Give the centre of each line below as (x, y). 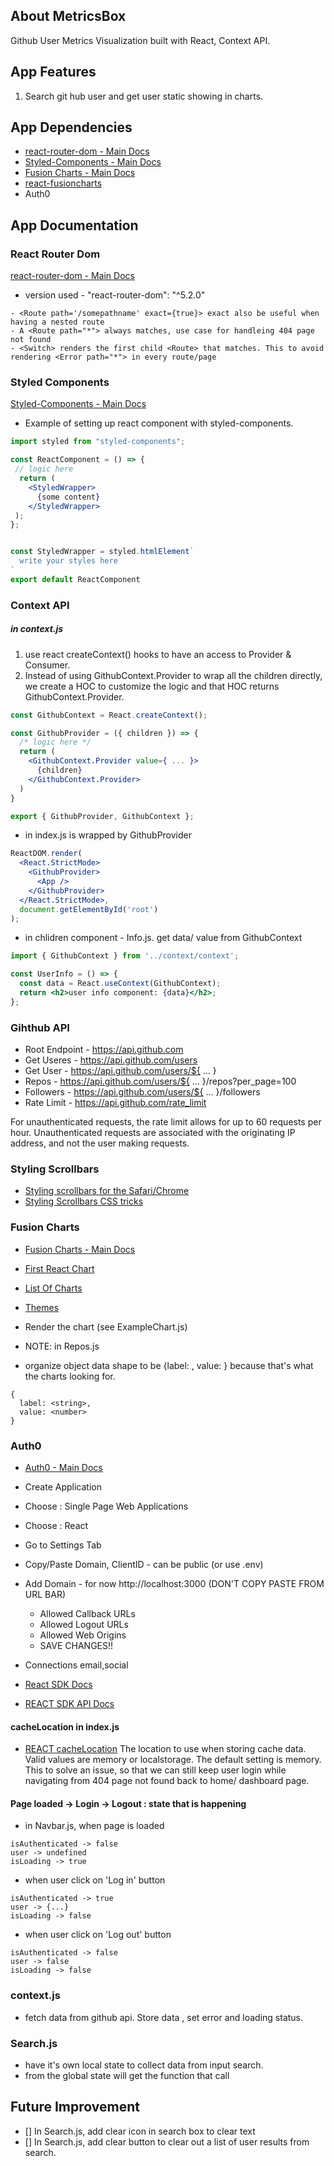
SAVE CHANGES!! (76, 1645)
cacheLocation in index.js (65, 1726)
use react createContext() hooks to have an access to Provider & (158, 654)
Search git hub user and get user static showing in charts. (144, 96)
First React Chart (59, 1268)
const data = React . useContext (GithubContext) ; (120, 984)
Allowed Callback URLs (87, 1613)
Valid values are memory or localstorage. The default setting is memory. (173, 1760)
